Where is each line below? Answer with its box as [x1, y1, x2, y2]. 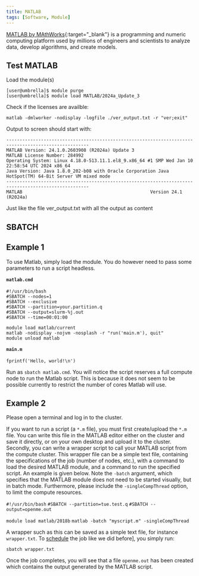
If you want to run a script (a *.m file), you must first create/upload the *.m [6, 425, 188, 432]
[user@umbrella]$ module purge [6, 88, 84, 94]
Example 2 [6, 398, 46, 408]
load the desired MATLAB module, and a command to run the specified [6, 463, 181, 471]
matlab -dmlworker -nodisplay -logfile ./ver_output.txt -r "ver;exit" [6, 115, 188, 121]
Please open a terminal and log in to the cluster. [6, 414, 123, 421]
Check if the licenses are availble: [6, 104, 89, 111]
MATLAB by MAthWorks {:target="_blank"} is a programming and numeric [6, 30, 186, 38]
